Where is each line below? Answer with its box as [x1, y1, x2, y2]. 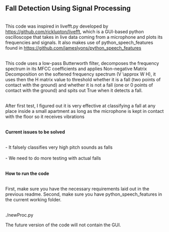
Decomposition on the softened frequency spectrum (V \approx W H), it [5, 71, 156, 77]
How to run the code [5, 170, 50, 176]
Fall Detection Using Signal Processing [5, 4, 131, 13]
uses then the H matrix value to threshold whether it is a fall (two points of [5, 76, 161, 82]
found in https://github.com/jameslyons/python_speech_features [5, 44, 141, 51]
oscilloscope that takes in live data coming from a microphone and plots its [5, 34, 163, 40]
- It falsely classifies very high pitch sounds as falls [5, 144, 113, 150]
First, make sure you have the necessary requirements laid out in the [5, 185, 150, 192]
